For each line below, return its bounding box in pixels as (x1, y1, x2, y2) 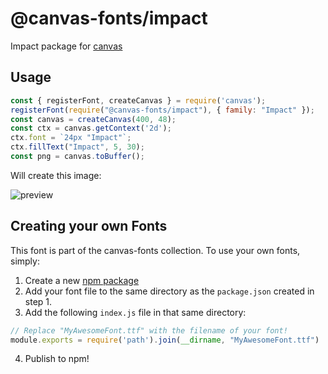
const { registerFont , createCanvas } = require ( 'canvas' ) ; (10, 95, 267, 106)
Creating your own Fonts (10, 218, 168, 235)
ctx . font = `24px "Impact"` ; (10, 133, 132, 143)
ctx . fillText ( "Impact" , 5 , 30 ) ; (10, 142, 145, 152)
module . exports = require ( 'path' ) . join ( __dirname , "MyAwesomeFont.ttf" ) (10, 335, 320, 345)
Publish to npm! (24, 353, 90, 365)
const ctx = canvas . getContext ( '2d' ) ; (10, 123, 172, 134)
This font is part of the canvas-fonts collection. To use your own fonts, (10, 244, 301, 256)
